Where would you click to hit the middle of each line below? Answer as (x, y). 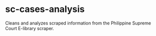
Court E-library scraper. (30, 28)
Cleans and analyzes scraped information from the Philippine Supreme (78, 23)
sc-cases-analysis (45, 9)
